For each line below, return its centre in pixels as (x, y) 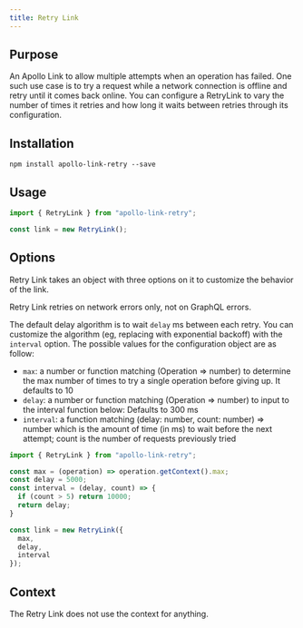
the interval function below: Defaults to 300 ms (110, 409)
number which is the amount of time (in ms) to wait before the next (147, 428)
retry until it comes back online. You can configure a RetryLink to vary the (147, 95)
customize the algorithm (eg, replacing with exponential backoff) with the (146, 334)
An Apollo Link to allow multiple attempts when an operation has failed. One (151, 76)
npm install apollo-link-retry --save (83, 164)
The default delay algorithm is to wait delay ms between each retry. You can (151, 324)
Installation (42, 143)
